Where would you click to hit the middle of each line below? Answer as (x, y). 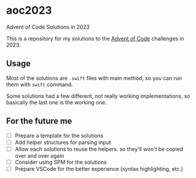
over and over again (39, 155)
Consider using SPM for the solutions (61, 162)
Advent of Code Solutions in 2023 (48, 27)
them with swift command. (40, 84)
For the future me (39, 121)
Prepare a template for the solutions (59, 136)
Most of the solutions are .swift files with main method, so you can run (94, 78)
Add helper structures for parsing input (63, 142)
